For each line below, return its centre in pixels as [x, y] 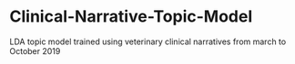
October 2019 [35, 50]
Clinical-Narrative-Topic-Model [131, 17]
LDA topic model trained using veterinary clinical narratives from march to [148, 41]
